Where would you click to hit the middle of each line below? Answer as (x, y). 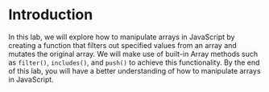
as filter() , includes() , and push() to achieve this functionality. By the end (134, 62)
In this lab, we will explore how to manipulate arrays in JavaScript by (122, 37)
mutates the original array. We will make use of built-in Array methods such (133, 54)
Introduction (51, 15)
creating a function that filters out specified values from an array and (123, 45)
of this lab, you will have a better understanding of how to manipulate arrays (134, 70)
